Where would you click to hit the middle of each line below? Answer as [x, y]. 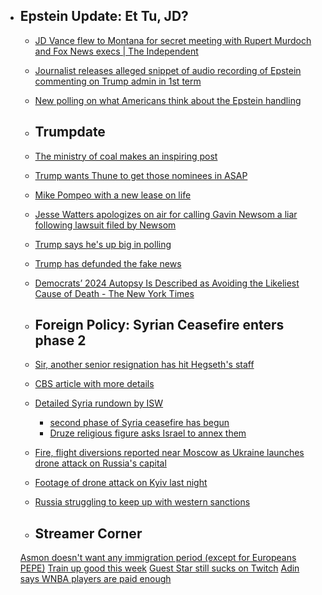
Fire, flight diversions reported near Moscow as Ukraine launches [169, 453]
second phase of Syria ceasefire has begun [139, 423]
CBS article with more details [94, 384]
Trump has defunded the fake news [108, 263]
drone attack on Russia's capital [100, 463]
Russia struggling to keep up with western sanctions [142, 502]
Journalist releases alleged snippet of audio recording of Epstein [168, 70]
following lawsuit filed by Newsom [105, 225]
